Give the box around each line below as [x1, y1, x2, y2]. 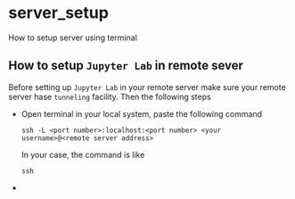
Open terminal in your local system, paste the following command [20, 108, 263, 119]
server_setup [8, 3, 109, 23]
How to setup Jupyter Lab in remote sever [8, 58, 244, 73]
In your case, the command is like [20, 149, 145, 160]
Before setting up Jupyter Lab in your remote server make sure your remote [8, 81, 286, 92]
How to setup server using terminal [8, 32, 137, 43]
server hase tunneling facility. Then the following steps [8, 91, 211, 102]
